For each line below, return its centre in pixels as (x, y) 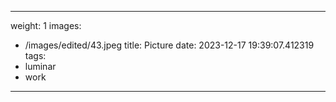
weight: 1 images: (46, 25)
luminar (40, 66)
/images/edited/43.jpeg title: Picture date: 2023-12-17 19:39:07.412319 (169, 45)
